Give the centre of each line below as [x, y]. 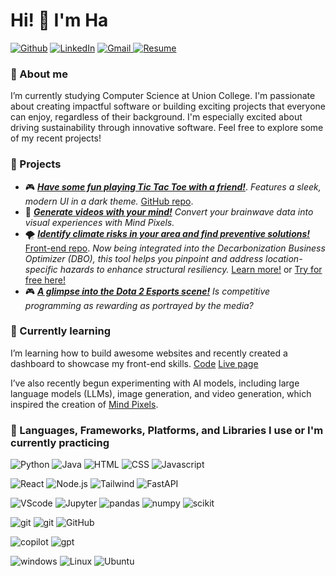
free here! [45, 280]
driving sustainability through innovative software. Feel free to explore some [167, 128]
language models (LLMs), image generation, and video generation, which [161, 393]
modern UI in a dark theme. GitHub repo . [109, 201]
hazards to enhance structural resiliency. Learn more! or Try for [191, 269]
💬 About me [39, 74]
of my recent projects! [56, 138]
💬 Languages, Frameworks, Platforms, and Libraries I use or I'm [167, 430]
